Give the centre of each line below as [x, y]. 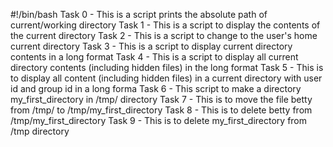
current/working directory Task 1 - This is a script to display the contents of [165, 25]
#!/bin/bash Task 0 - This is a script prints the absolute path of [139, 14]
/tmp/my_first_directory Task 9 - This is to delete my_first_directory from [159, 120]
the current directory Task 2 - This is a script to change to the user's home [164, 35]
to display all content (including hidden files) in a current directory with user [166, 78]
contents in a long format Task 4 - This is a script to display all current [154, 57]
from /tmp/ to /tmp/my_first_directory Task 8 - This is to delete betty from [161, 110]
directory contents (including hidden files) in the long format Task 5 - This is [167, 67]
